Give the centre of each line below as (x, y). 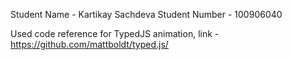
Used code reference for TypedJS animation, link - (115, 33)
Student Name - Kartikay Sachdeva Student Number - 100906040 (146, 14)
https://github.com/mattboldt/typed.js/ (89, 44)
